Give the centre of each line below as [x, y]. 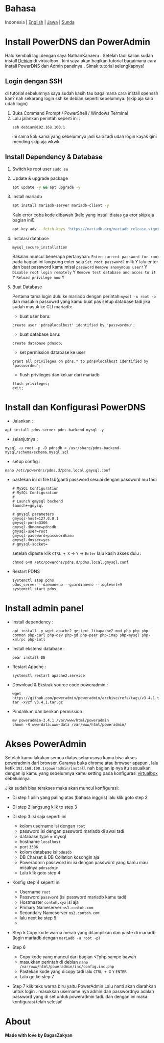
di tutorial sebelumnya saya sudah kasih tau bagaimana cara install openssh [82, 93]
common [19, 635]
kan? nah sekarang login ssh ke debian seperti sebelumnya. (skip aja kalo [79, 98]
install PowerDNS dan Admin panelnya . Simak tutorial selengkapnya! [75, 66]
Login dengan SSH [34, 81]
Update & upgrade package [40, 178]
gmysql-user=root [30, 532]
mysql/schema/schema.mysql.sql [37, 452]
